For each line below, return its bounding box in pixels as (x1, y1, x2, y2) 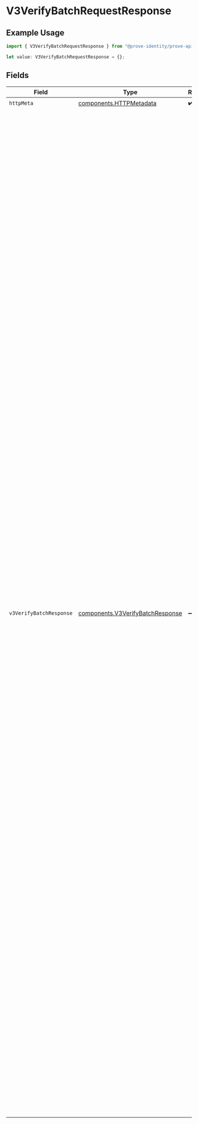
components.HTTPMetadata (78, 99, 157, 108)
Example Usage (6, 28, 65, 38)
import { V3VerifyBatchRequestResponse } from (6, 43, 123, 49)
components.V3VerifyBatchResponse (78, 609, 183, 617)
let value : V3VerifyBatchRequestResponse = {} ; (6, 54, 126, 60)
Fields (6, 70, 29, 80)
